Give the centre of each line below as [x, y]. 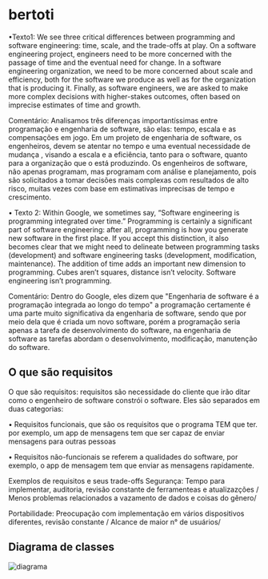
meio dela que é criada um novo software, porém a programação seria [124, 321]
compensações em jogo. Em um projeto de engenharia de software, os [125, 137]
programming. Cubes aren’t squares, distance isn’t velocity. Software [122, 272]
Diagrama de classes [61, 547]
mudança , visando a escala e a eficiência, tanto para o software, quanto [128, 155]
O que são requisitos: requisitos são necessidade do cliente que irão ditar [129, 392]
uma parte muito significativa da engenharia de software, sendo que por [127, 313]
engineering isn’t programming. [60, 280]
